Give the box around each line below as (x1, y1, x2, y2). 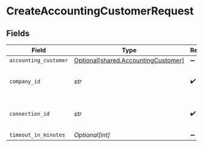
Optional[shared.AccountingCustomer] (74, 56, 184, 64)
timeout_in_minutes (9, 131, 65, 138)
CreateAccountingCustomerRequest (6, 4, 195, 18)
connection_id (9, 110, 50, 117)
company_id (9, 78, 40, 85)
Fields (6, 28, 30, 39)
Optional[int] (74, 131, 111, 139)
